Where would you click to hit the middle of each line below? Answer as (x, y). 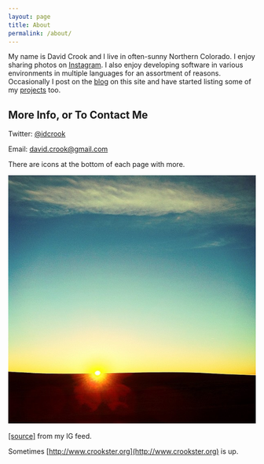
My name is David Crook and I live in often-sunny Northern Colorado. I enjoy (132, 57)
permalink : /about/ (40, 33)
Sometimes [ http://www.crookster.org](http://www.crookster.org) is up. (123, 451)
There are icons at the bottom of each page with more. (97, 165)
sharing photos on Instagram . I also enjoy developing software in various (126, 65)
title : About (29, 25)
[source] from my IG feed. (50, 436)
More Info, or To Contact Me (78, 115)
